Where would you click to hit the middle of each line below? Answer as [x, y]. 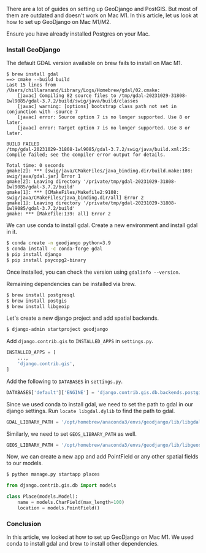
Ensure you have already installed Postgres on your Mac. [78, 34]
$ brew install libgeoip [38, 306]
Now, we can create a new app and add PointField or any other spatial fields [102, 457]
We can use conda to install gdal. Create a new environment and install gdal [102, 225]
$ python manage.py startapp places [53, 474]
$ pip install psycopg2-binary [46, 260]
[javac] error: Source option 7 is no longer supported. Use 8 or [104, 117]
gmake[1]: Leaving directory [44, 203]
